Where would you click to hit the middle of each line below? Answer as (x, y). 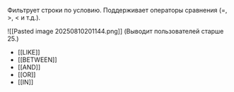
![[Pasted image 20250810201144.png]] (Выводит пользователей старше (116, 31)
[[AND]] (29, 67)
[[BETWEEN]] (37, 60)
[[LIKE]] (29, 52)
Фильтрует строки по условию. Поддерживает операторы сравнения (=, (117, 10)
